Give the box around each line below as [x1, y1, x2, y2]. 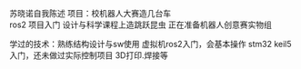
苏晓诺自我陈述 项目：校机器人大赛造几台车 [9, 8, 171, 18]
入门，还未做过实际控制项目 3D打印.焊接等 [9, 50, 168, 61]
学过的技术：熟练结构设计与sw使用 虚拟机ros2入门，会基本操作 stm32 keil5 [9, 39, 293, 49]
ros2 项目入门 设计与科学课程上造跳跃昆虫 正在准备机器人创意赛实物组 [9, 19, 273, 30]
